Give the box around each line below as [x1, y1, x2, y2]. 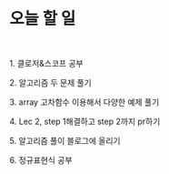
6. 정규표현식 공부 [9, 154, 73, 165]
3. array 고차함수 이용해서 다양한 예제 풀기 [9, 97, 160, 107]
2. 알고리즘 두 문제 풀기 [9, 77, 93, 87]
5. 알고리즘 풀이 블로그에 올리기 [9, 135, 121, 146]
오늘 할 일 [9, 8, 76, 29]
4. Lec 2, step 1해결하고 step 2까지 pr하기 [9, 116, 161, 127]
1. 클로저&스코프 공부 [9, 57, 84, 68]
